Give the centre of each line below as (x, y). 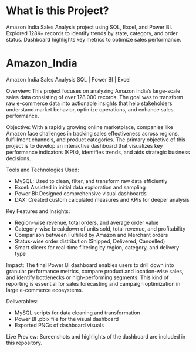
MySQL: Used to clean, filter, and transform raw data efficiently (91, 181)
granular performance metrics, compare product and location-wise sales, (95, 271)
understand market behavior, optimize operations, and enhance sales (90, 109)
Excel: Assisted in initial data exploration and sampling (80, 187)
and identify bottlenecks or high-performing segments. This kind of (87, 277)
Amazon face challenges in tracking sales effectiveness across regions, (93, 133)
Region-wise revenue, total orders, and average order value (87, 222)
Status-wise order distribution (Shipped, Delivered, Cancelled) (90, 241)
